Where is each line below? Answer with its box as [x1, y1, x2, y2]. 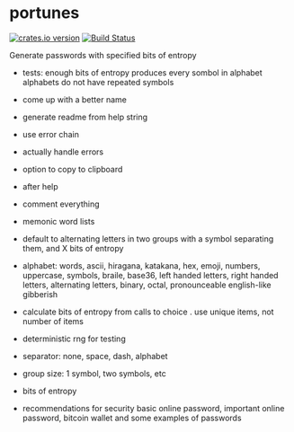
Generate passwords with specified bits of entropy [9, 49, 197, 60]
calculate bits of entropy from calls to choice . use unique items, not [22, 306, 274, 317]
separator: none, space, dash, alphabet [22, 350, 168, 361]
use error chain [22, 128, 79, 139]
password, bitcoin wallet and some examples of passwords [22, 412, 242, 423]
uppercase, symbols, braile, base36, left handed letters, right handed [22, 269, 279, 280]
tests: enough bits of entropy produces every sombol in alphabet [22, 66, 263, 78]
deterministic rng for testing [22, 333, 126, 344]
